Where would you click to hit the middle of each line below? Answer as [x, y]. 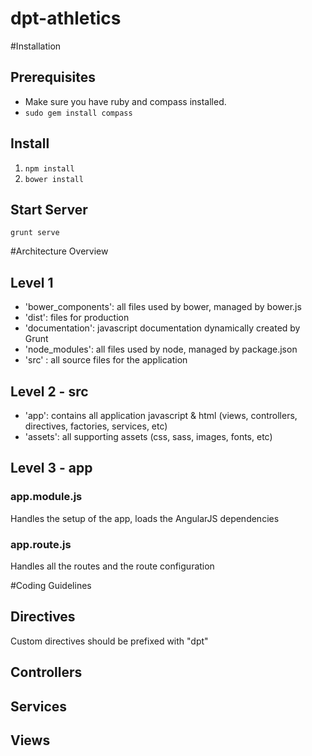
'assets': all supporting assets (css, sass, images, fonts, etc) [148, 436]
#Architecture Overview [59, 251]
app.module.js [46, 497]
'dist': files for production [77, 318]
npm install [49, 168]
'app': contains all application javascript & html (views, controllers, [161, 415]
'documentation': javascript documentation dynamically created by [162, 328]
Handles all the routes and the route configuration [112, 566]
